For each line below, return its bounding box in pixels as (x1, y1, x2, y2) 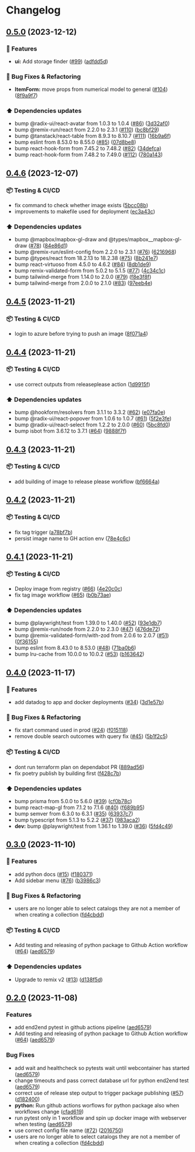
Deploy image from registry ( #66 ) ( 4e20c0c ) (14, 585, 123, 592)
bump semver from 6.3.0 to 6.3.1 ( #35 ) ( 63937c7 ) (14, 810, 134, 817)
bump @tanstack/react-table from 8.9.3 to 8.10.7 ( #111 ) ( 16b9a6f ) (14, 133, 172, 140)
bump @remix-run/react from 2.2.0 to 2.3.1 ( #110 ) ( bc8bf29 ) (14, 126, 159, 133)
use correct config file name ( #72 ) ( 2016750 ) (14, 1127, 124, 1134)
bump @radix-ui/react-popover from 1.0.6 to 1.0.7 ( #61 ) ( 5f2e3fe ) (14, 415, 172, 422)
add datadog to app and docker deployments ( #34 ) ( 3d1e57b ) (14, 699, 165, 706)
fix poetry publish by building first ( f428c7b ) (14, 770, 122, 777)
